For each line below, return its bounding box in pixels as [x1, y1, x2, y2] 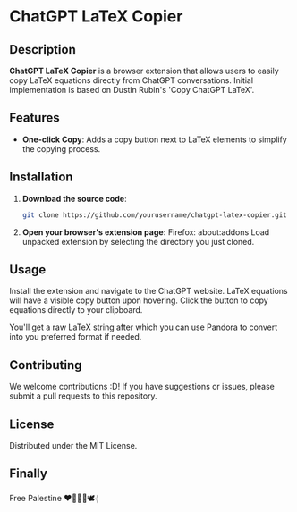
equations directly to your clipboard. [9, 305, 143, 315]
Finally [9, 466, 47, 482]
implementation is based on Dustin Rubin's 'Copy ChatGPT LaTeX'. [9, 85, 255, 95]
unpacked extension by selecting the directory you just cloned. [21, 236, 255, 247]
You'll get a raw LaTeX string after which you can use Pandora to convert [9, 322, 278, 332]
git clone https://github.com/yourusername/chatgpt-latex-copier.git [21, 210, 288, 220]
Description [9, 42, 76, 57]
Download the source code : [21, 193, 127, 204]
